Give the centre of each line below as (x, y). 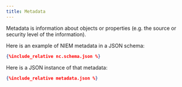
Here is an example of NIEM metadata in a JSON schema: (75, 46)
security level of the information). (46, 34)
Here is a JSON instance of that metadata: (57, 67)
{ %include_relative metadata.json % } (52, 78)
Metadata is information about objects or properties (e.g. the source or (91, 28)
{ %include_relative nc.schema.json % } (53, 56)
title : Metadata (26, 11)
